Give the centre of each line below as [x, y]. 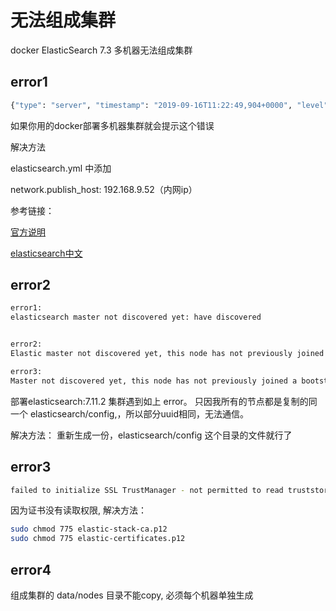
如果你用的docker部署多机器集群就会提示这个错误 [112, 125]
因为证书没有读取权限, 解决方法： [78, 510]
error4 [31, 569]
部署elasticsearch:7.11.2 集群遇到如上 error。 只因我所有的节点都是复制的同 [164, 401]
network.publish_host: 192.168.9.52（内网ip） [104, 189]
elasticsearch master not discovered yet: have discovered [136, 317]
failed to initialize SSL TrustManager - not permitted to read [147, 490]
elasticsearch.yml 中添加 [61, 168]
